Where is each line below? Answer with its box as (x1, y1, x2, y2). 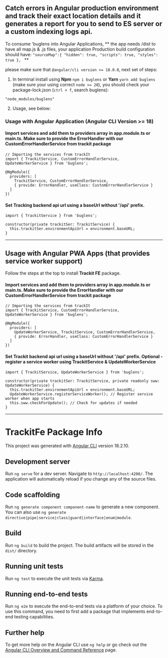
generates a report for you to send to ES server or (5, 20, 162, 28)
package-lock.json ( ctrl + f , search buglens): (12, 87, 109, 93)
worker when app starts (5, 396, 55, 401)
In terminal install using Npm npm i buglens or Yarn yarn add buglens (12, 76, 155, 82)
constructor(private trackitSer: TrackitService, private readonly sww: (5, 378, 160, 384)
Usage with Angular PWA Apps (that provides (5, 249, 150, 258)
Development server (5, 457, 70, 466)
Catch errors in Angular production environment (5, 4, 159, 13)
